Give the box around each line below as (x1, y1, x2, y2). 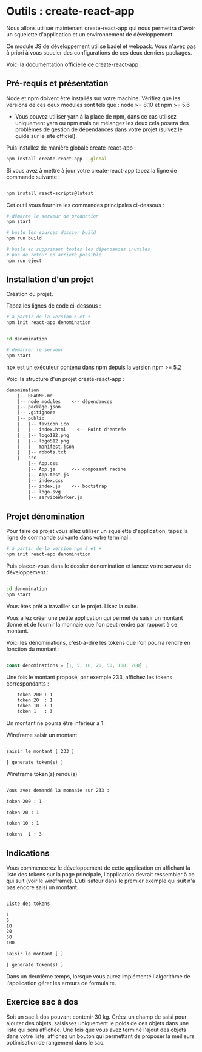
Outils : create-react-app (6, 4, 135, 18)
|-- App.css (28, 461, 59, 467)
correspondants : (6, 679, 50, 687)
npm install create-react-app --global (6, 156, 107, 162)
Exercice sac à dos (6, 997, 79, 1007)
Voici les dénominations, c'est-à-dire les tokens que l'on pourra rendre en (6, 639, 190, 646)
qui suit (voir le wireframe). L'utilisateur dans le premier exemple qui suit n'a (6, 877, 195, 884)
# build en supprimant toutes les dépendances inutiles (6, 246, 150, 252)
